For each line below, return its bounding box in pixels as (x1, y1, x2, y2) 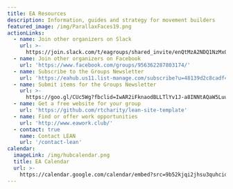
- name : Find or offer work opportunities (13, 113, 138, 120)
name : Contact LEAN (19, 132, 76, 139)
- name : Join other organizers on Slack (13, 36, 132, 43)
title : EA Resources (7, 10, 67, 17)
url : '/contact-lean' (19, 139, 82, 146)
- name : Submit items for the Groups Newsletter (13, 81, 157, 88)
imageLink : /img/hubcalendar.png (13, 152, 110, 159)
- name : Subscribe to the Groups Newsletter (13, 68, 144, 75)
